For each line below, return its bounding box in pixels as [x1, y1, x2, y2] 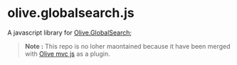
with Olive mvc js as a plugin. [24, 49, 110, 58]
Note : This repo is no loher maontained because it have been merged [24, 42, 231, 50]
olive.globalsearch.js [7, 5, 135, 21]
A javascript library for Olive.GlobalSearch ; [7, 28, 132, 37]
